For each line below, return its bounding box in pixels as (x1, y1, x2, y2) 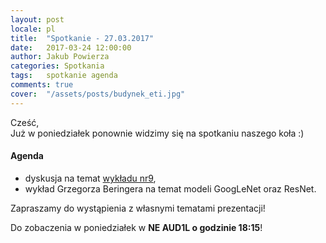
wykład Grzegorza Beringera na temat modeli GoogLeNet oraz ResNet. (24, 182, 317, 195)
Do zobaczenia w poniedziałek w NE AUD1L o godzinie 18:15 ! (10, 221, 263, 233)
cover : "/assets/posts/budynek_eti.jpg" (10, 89, 186, 99)
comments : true (10, 80, 74, 90)
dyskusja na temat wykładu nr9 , (24, 172, 157, 184)
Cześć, (10, 116, 40, 128)
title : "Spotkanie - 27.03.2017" (10, 33, 155, 43)
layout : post (10, 14, 65, 25)
